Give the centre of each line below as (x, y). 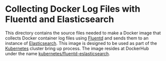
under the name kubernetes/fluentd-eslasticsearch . (58, 53)
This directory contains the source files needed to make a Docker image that (83, 33)
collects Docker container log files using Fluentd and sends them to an (77, 38)
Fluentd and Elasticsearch (60, 19)
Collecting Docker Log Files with (73, 9)
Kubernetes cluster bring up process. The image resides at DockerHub (77, 48)
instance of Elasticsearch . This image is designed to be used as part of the (81, 43)
